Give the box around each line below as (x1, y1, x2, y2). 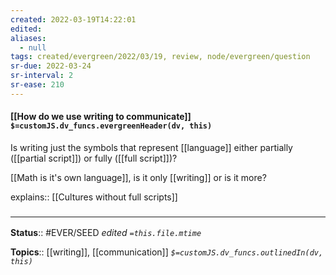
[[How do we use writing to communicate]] (10, 111, 192, 123)
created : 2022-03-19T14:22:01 (10, 14, 137, 25)
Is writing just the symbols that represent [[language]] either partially (10, 141, 293, 153)
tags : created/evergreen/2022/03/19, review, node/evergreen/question (10, 52, 311, 62)
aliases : (10, 33, 47, 43)
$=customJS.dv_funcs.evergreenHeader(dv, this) (10, 121, 213, 131)
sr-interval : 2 (10, 71, 74, 81)
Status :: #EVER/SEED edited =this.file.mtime (10, 227, 202, 239)
